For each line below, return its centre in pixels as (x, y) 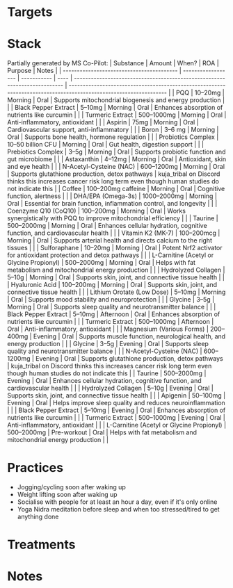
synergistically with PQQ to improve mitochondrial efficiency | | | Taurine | (113, 218)
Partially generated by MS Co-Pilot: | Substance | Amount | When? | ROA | (113, 63)
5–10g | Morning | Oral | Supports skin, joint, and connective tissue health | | (116, 277)
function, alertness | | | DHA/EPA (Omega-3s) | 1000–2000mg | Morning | (112, 196)
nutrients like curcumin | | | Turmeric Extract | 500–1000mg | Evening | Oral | (116, 418)
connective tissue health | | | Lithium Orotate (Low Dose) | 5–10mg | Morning (116, 292)
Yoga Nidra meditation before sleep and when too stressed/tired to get (119, 509)
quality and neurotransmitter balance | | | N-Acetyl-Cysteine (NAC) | (105, 351)
